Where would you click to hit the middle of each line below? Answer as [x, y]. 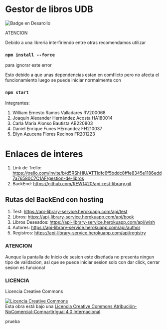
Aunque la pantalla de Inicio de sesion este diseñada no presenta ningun [80, 257]
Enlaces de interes [44, 154]
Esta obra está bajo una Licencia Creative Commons [59, 306]
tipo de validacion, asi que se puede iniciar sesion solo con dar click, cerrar [83, 262]
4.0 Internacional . [83, 311]
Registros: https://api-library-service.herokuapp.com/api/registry [79, 233]
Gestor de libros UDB [49, 9]
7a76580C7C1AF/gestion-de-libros [48, 178]
